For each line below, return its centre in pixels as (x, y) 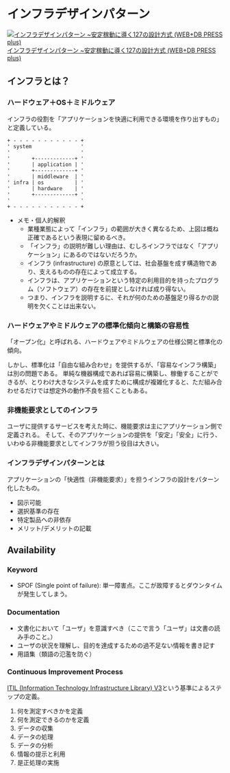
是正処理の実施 (38, 762)
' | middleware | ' (46, 176)
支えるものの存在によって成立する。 (90, 271)
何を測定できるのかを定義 (53, 719)
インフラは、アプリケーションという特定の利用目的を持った (111, 280)
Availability (31, 550)
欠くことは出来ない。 (69, 305)
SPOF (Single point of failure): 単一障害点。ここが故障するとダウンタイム (119, 586)
